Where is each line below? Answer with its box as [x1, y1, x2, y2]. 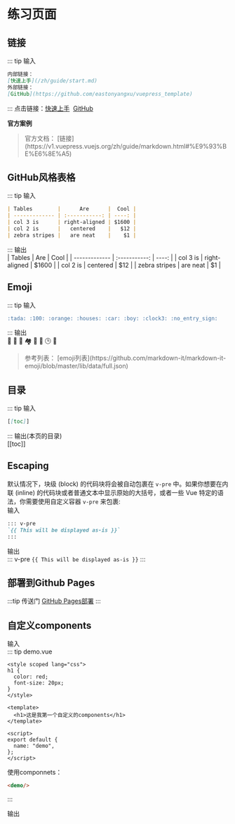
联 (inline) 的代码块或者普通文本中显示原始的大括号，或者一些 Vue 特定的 [7, 488, 217, 497]
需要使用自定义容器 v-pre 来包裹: [25, 497, 121, 506]
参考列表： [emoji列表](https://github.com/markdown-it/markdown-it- [24, 354, 227, 363]
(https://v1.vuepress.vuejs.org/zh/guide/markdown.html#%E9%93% [24, 142, 223, 150]
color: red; [13, 673, 49, 680]
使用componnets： [7, 768, 62, 777]
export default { [7, 737, 58, 744]
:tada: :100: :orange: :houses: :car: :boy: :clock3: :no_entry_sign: [7, 315, 218, 322]
